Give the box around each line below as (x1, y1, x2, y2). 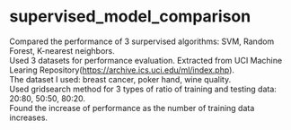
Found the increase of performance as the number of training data (9, 102, 255, 113)
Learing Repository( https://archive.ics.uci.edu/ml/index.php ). (9, 65, 235, 75)
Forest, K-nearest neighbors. (9, 45, 115, 56)
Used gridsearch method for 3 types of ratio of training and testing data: (9, 83, 277, 94)
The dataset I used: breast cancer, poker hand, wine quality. (9, 74, 232, 84)
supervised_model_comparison (9, 6, 251, 27)
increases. (9, 112, 48, 123)
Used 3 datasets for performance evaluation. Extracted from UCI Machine (9, 55, 283, 65)
